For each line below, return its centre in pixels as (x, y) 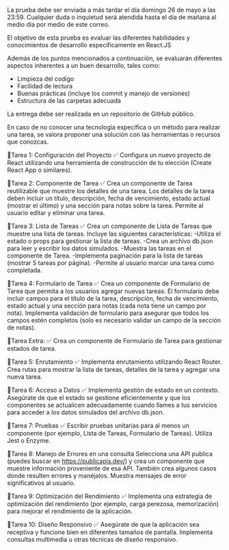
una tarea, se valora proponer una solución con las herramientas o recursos (114, 134)
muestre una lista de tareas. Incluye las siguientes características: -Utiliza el (114, 234)
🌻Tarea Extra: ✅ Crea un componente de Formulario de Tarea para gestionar (115, 341)
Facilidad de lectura (45, 86)
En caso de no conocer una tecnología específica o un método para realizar (114, 127)
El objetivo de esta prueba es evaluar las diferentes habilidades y (98, 38)
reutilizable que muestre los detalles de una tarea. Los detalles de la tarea (111, 191)
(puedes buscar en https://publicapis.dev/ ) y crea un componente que (106, 461)
